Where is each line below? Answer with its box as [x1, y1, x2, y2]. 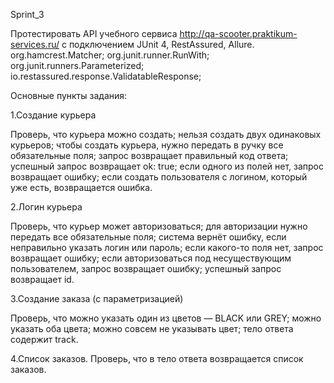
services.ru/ [10, 39, 60, 50]
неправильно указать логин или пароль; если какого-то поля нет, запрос [10, 242, 324, 253]
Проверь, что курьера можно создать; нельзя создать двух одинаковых [10, 129, 322, 140]
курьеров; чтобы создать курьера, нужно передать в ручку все [10, 139, 284, 151]
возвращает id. [10, 274, 75, 285]
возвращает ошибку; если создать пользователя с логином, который [10, 171, 308, 183]
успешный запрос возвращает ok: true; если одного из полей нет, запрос [10, 160, 324, 172]
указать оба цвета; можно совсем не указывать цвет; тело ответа [10, 323, 294, 334]
